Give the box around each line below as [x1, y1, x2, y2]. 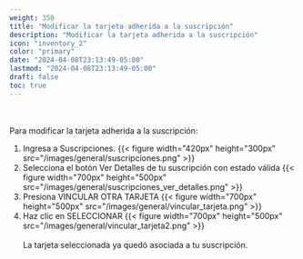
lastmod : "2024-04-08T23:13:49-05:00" [9, 65, 157, 74]
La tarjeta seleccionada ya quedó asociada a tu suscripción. [22, 239, 248, 250]
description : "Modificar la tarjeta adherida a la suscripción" [9, 30, 258, 39]
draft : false [9, 73, 59, 82]
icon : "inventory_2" [9, 38, 88, 48]
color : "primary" [9, 47, 76, 56]
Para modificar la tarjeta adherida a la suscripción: [9, 125, 198, 136]
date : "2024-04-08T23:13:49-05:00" [9, 55, 145, 65]
